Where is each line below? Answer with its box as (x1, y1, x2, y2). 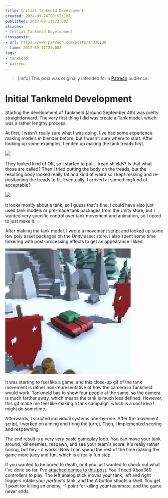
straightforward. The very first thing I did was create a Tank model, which (5, 115, 157, 121)
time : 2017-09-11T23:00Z (10, 45, 62, 50)
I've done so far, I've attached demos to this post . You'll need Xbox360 (5, 467, 152, 473)
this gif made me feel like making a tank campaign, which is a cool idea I (5, 401, 154, 407)
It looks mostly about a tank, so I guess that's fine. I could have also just (5, 202, 154, 208)
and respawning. (5, 426, 40, 432)
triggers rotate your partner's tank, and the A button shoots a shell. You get (5, 477, 160, 484)
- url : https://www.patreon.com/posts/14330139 (5, 40, 107, 45)
